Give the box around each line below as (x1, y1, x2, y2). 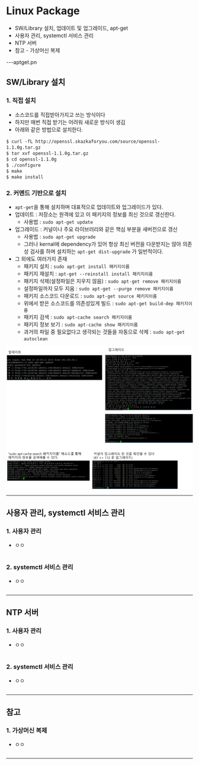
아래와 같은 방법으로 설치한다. (14, 126, 84, 133)
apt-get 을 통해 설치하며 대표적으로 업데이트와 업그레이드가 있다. (14, 203, 163, 210)
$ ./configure (6, 162, 41, 168)
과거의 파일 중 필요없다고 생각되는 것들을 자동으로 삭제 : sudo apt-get (23, 328, 185, 335)
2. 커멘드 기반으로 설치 (6, 188, 67, 197)
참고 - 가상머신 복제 (14, 46, 60, 54)
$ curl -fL (6, 138, 33, 145)
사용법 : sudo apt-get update (23, 218, 94, 225)
